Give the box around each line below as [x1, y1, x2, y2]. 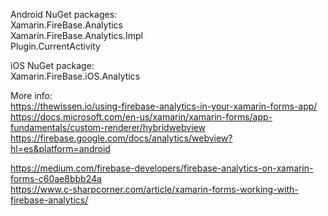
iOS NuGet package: [10, 60, 95, 71]
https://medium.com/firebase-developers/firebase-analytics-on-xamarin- [10, 162, 314, 174]
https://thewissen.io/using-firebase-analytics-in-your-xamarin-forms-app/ [10, 100, 318, 112]
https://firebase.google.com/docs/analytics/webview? [10, 132, 233, 144]
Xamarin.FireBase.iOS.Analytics [10, 70, 141, 82]
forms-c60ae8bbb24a [10, 173, 102, 184]
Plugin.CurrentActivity [10, 40, 101, 52]
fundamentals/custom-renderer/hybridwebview [10, 122, 206, 133]
